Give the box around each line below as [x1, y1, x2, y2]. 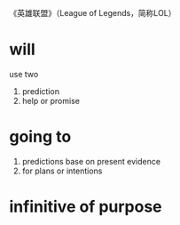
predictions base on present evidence [21, 156, 161, 166]
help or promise [21, 95, 80, 106]
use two [9, 68, 39, 79]
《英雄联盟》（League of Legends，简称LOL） [9, 8, 176, 18]
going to [9, 127, 72, 147]
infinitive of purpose [9, 197, 162, 217]
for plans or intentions [21, 165, 103, 176]
